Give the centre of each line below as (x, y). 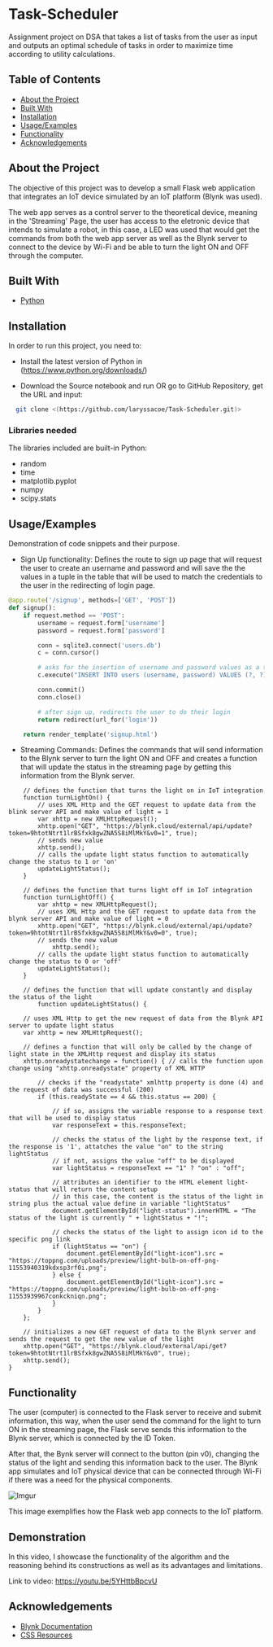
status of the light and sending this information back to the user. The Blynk (133, 1463)
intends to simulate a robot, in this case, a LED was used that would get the (134, 230)
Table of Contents (55, 79)
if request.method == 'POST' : (74, 615)
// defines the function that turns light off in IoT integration (138, 891)
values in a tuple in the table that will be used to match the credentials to (141, 577)
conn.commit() (61, 690)
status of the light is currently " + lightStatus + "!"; (108, 1218)
